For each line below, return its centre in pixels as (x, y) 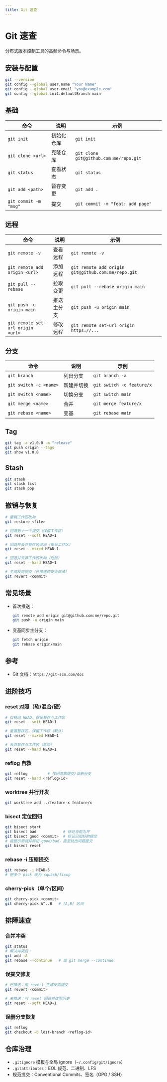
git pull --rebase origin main (108, 287)
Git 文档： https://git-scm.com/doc (48, 674)
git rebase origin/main (37, 645)
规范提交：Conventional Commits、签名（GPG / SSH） (68, 1074)
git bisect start (23, 827)
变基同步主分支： (30, 630)
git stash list (21, 484)
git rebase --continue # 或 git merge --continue (59, 961)
